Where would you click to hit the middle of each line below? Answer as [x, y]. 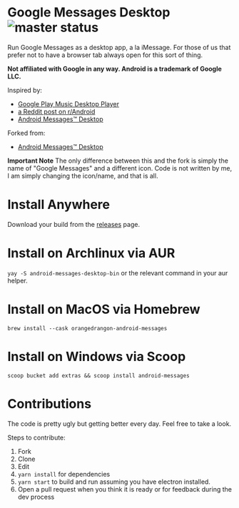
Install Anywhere [59, 205]
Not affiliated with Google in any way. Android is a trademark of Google [115, 68]
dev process [36, 497]
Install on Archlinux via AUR [91, 253]
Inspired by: [25, 90]
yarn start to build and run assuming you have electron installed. [114, 482]
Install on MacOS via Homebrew [104, 309]
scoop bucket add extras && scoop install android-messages [99, 375]
